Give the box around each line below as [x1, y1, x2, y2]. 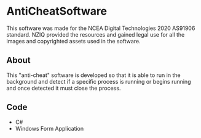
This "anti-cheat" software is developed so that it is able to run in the [6, 71, 181, 79]
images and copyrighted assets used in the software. [6, 37, 141, 45]
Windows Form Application [15, 125, 84, 132]
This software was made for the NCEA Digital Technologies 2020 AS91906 [6, 24, 195, 32]
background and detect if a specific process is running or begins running [6, 78, 191, 85]
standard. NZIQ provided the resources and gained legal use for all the [6, 31, 185, 38]
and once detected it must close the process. [6, 84, 121, 92]
